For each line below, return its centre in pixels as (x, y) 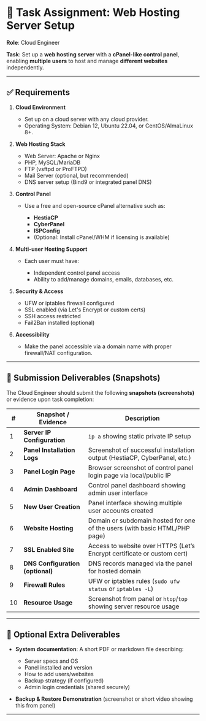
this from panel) (35, 706)
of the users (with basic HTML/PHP (139, 528)
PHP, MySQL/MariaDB (52, 162)
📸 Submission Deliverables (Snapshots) (83, 378)
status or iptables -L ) (121, 589)
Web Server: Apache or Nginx (62, 156)
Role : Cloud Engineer (33, 42)
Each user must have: (52, 261)
